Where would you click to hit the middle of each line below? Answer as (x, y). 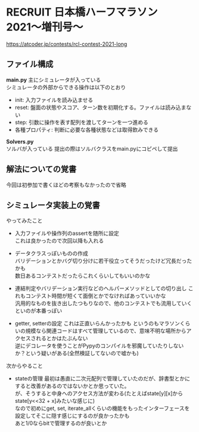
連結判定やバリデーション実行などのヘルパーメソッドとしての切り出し (101, 288)
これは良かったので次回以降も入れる (59, 241)
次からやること (24, 366)
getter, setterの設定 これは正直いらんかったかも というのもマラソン (97, 324)
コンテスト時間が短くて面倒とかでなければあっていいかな (96, 296)
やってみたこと (24, 220)
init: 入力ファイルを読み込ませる (54, 100)
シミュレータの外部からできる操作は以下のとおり (66, 87)
